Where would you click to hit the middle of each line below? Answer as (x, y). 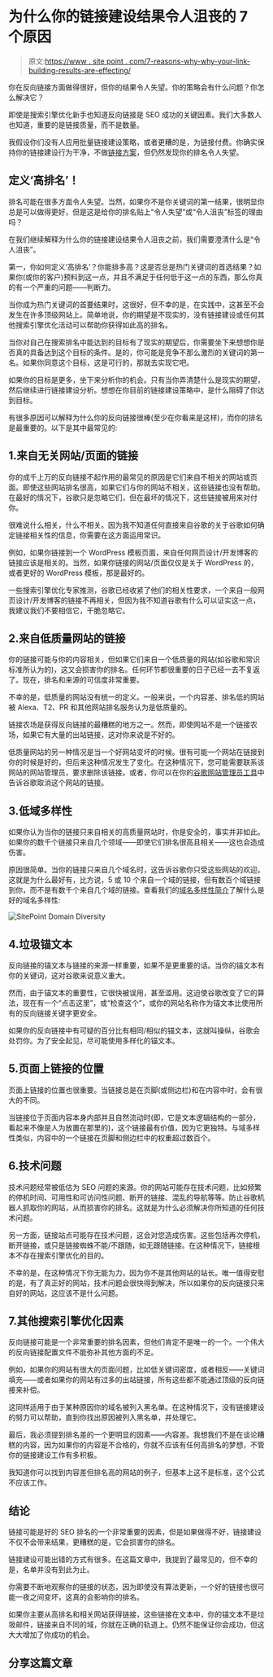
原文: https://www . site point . (78, 61)
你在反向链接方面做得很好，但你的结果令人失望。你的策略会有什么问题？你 (133, 87)
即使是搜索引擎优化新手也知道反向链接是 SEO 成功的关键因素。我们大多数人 (135, 114)
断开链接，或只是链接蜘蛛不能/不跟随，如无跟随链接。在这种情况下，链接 (131, 1245)
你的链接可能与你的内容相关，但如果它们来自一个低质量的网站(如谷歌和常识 (134, 660)
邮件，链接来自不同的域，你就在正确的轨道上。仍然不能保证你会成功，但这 (140, 1625)
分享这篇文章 (41, 1663)
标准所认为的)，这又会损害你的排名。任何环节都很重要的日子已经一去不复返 (134, 669)
